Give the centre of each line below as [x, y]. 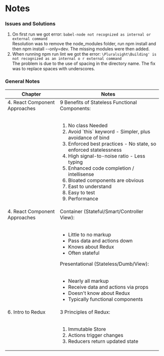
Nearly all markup [88, 281]
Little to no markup [90, 235]
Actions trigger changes [96, 335]
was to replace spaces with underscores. [53, 69]
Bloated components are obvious [106, 180]
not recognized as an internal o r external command [67, 59]
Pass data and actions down [100, 240]
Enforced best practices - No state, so [112, 143]
